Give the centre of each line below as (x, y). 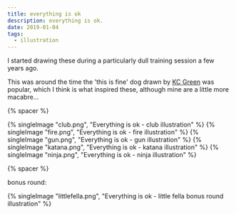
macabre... (23, 97)
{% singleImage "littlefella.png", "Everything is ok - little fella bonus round (116, 196)
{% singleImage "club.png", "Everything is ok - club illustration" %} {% (111, 124)
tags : (15, 34)
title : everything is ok (44, 14)
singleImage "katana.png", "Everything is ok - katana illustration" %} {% (113, 147)
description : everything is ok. (55, 21)
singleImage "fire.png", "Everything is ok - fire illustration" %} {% (103, 132)
